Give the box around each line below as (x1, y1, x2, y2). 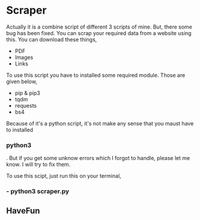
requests (14, 102, 37, 109)
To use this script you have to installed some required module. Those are (6, 71, 186, 78)
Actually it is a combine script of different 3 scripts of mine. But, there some (6, 23, 192, 30)
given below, (6, 78, 38, 85)
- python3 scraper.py (6, 187, 70, 196)
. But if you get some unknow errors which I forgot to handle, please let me (6, 155, 190, 162)
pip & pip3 (14, 89, 41, 96)
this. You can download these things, (6, 36, 97, 43)
